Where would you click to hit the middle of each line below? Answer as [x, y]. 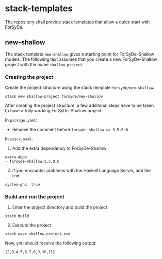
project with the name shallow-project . [44, 64]
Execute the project [32, 225]
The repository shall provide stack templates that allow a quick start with [78, 22]
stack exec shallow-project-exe [38, 234]
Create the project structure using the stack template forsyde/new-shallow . [80, 87]
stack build [17, 216]
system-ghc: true [23, 185]
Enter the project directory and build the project [60, 207]
